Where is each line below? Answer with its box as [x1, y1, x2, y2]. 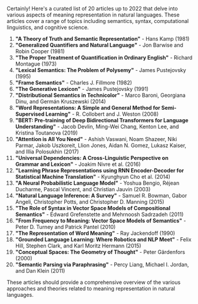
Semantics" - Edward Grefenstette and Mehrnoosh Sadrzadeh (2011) [15, 211, 184, 218]
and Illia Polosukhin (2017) [15, 148, 79, 155]
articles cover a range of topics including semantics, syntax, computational [6, 18, 189, 24]
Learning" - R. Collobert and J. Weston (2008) [45, 110, 159, 117]
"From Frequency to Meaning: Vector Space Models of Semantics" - [15, 217, 186, 224]
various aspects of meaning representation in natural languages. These [6, 11, 180, 18]
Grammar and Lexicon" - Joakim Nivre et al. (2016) [15, 161, 141, 168]
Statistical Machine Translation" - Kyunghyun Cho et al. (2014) [15, 174, 170, 180]
